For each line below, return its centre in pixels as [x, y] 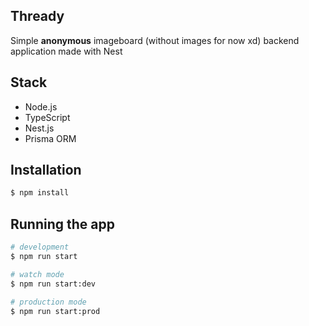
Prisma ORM [50, 138]
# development [40, 247]
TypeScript [47, 117]
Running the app [62, 224]
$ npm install [40, 193]
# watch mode [37, 274]
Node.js [41, 106]
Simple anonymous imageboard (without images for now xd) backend [155, 40]
